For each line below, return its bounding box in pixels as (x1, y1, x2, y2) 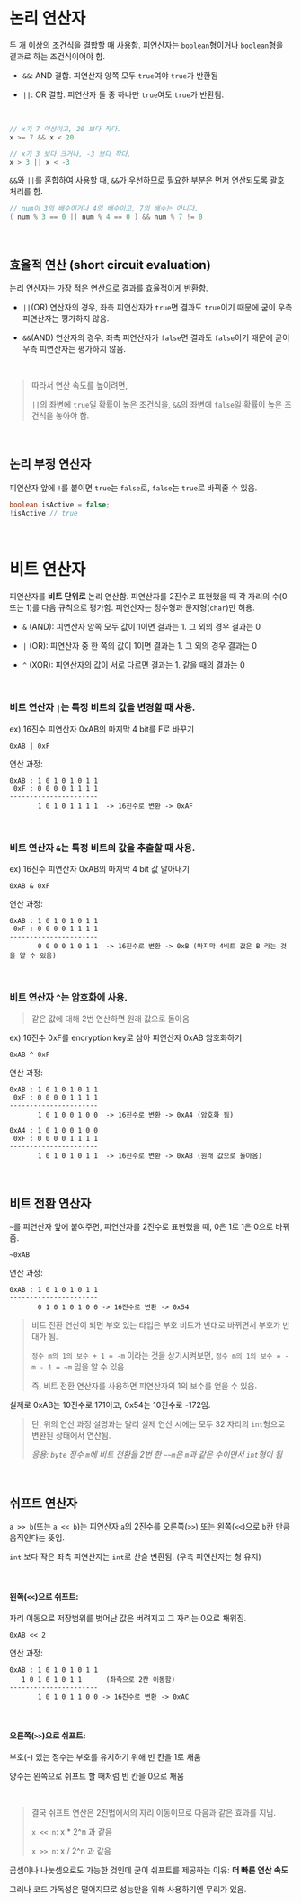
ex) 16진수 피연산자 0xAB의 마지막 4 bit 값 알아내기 (9, 864, 190, 875)
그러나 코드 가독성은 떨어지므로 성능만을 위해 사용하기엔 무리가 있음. (9, 1884, 247, 1895)
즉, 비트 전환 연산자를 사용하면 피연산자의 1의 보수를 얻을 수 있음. (31, 1380, 258, 1391)
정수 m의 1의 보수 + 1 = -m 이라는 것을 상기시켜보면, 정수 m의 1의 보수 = (31, 1351, 281, 1361)
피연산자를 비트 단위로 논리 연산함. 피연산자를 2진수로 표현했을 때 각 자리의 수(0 (9, 590, 288, 601)
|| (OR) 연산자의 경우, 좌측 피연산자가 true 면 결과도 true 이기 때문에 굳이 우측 (22, 302, 293, 312)
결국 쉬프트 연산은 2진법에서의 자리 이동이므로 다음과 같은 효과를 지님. (31, 1808, 277, 1818)
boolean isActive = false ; (9, 500, 111, 509)
